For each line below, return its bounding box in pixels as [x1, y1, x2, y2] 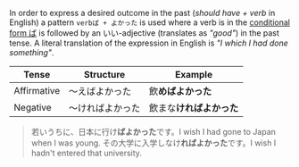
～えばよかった [68, 85, 132, 97]
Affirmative [13, 85, 61, 96]
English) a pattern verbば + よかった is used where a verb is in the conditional [9, 17, 290, 28]
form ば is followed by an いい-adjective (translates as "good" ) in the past [9, 28, 279, 38]
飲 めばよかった [148, 85, 212, 97]
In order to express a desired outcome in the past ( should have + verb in [9, 8, 276, 18]
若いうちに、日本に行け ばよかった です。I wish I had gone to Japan [30, 127, 277, 137]
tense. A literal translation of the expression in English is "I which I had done [9, 38, 288, 48]
